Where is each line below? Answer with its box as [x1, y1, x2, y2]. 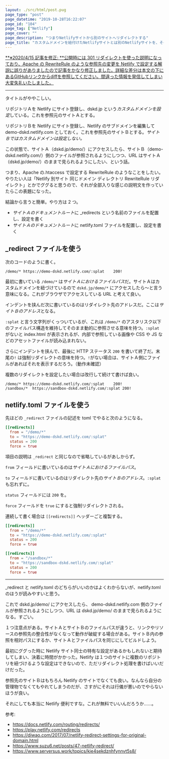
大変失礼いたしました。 [5, 79, 54, 86]
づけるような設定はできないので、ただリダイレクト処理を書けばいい [18, 660, 159, 666]
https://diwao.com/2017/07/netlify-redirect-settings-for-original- [12, 732, 147, 738]
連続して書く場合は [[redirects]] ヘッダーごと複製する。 [5, 513, 125, 519]
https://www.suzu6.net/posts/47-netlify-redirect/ [12, 742, 115, 748]
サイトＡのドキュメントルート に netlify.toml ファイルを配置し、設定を [12, 222, 157, 228]
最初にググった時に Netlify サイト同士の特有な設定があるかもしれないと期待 [5, 647, 162, 654]
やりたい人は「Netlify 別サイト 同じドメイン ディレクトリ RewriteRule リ [5, 176, 155, 182]
